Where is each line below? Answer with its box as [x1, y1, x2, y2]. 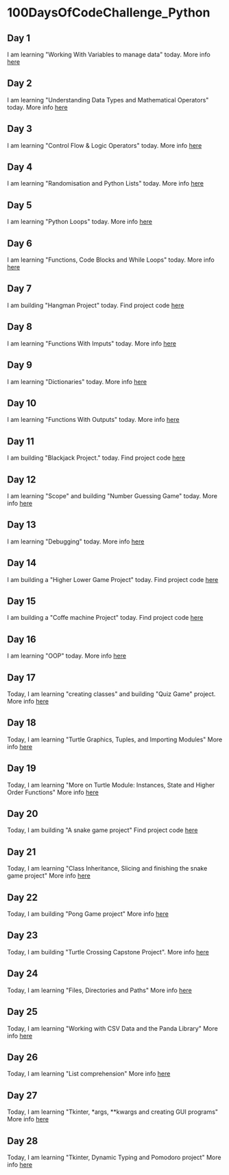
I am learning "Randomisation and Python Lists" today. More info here [7, 179, 204, 188]
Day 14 [7, 557, 36, 569]
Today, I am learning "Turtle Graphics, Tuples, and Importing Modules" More [7, 735, 223, 743]
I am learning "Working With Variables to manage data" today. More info [7, 50, 210, 58]
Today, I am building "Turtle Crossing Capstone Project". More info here [7, 948, 209, 956]
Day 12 [7, 473, 36, 485]
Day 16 [7, 634, 36, 645]
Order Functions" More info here [7, 788, 99, 796]
